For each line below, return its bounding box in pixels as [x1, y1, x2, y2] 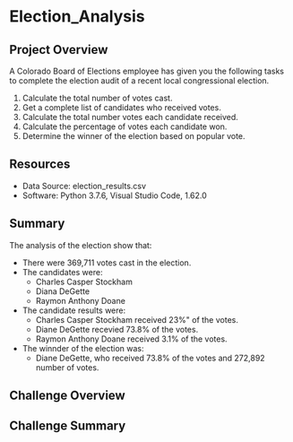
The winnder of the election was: [22, 342, 145, 353]
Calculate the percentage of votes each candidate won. [22, 121, 228, 132]
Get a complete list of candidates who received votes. [22, 102, 221, 113]
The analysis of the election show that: [9, 239, 152, 250]
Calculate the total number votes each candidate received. [22, 112, 239, 122]
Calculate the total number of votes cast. [22, 92, 173, 103]
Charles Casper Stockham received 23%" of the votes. [35, 314, 239, 325]
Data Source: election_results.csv [22, 180, 146, 191]
